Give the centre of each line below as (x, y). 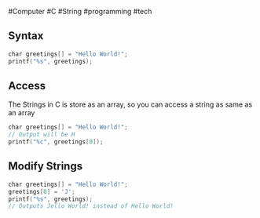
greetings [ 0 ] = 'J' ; (42, 191)
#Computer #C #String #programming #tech (80, 11)
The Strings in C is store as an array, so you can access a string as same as (130, 104)
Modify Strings (46, 167)
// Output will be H (42, 135)
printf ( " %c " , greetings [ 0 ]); (56, 142)
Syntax (26, 36)
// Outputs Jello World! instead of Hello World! (91, 206)
